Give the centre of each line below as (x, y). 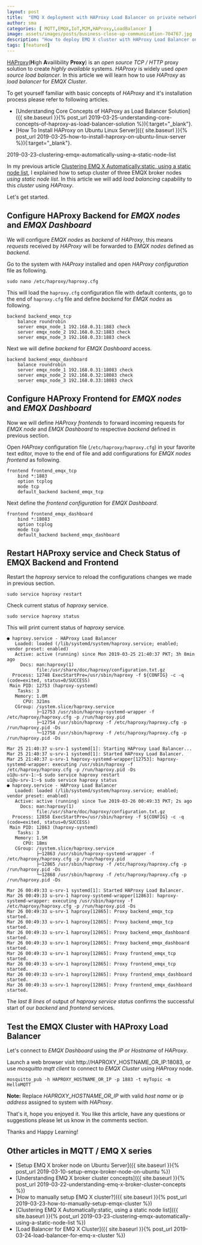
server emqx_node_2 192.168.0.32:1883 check (74, 332)
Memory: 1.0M (31, 697)
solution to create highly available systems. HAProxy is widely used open (97, 68)
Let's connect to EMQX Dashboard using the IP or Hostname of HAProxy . (97, 1051)
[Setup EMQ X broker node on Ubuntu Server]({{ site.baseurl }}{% (97, 1165)
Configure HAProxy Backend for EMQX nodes (94, 216)
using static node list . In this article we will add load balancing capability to (100, 179)
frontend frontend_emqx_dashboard (50, 514)
